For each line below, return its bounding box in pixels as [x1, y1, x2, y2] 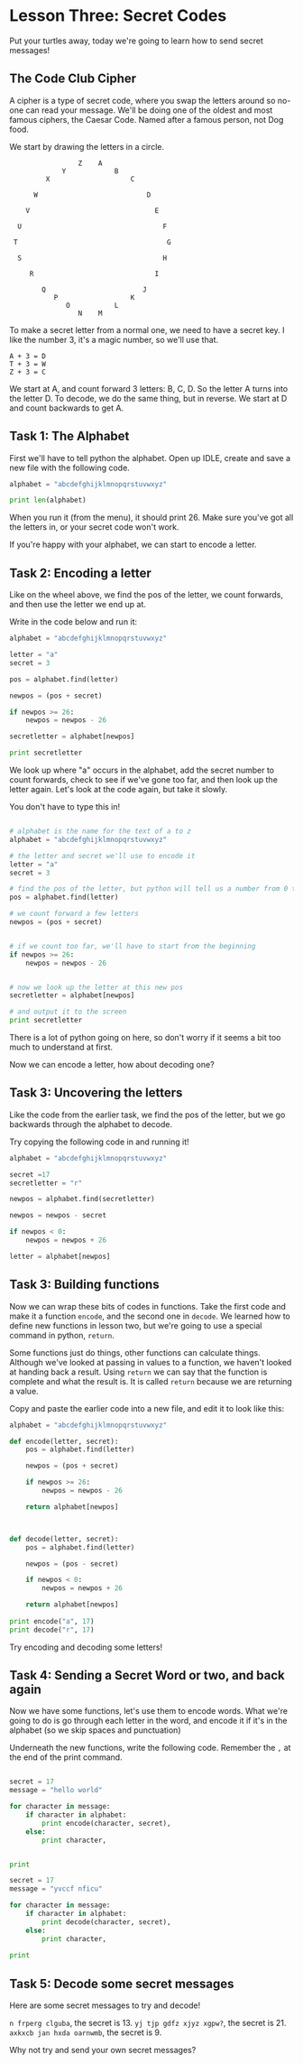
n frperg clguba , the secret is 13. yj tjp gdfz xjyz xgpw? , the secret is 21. [9, 2018, 287, 2029]
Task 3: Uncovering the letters [9, 1085, 183, 1101]
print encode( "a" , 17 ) [9, 1616, 95, 1625]
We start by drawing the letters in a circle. [9, 141, 165, 152]
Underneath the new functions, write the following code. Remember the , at [9, 1743, 291, 1754]
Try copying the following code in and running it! [9, 1136, 189, 1147]
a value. [9, 1385, 39, 1396]
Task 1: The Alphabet [9, 429, 130, 444]
